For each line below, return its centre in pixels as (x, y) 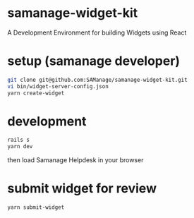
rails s (19, 140)
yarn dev (20, 147)
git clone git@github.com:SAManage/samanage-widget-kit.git (98, 80)
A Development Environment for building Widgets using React (97, 32)
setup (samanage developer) (94, 61)
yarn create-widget (36, 93)
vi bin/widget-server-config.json (58, 86)
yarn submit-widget (36, 207)
